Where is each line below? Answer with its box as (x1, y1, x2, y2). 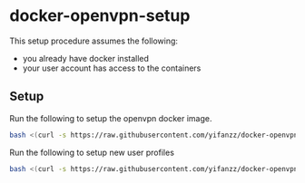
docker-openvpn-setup (9, 5, 191, 26)
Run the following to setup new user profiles (9, 147, 175, 158)
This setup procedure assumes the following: (9, 35, 179, 46)
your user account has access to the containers (22, 63, 202, 73)
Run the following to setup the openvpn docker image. (9, 112, 212, 123)
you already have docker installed (22, 53, 150, 63)
